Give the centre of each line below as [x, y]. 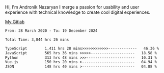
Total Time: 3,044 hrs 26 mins [37, 39]
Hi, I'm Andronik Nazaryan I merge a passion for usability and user [72, 7]
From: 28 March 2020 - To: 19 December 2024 [51, 31]
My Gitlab [15, 22]
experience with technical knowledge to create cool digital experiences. [78, 12]
